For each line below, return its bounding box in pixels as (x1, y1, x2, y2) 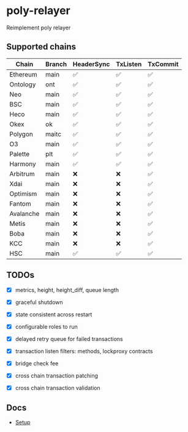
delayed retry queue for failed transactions (15, 335, 124, 343)
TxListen (116, 59, 142, 68)
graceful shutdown (15, 298, 63, 306)
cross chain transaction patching (15, 372, 99, 379)
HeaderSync (72, 59, 110, 68)
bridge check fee (15, 359, 59, 367)
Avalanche (9, 209, 40, 218)
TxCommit (148, 59, 179, 68)
